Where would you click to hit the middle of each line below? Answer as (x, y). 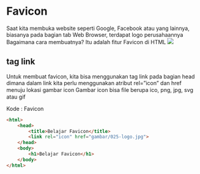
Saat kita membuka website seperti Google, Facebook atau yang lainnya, (98, 28)
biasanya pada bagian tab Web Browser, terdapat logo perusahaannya (95, 34)
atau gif (16, 97)
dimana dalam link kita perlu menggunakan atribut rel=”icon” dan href (94, 83)
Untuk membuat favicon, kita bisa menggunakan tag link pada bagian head (101, 76)
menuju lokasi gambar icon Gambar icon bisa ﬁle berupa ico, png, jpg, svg (100, 89)
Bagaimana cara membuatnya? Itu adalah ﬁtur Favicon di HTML (86, 42)
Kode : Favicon (25, 108)
